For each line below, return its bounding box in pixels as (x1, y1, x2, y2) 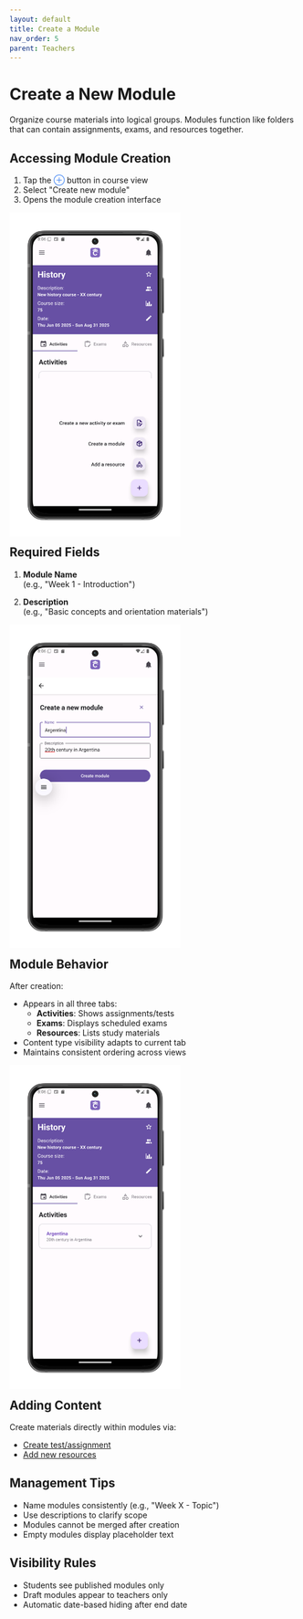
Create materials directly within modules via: (9, 1421, 176, 1433)
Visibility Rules (9, 1555, 97, 1571)
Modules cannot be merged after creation (22, 1519, 180, 1530)
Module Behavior (9, 956, 109, 972)
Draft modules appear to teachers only (22, 1589, 169, 1600)
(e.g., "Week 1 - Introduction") (22, 578, 136, 589)
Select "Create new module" (22, 184, 131, 195)
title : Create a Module (9, 24, 100, 34)
